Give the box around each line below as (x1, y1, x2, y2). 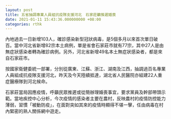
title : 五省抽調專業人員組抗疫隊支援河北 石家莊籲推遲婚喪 (5, 12, 116, 17)
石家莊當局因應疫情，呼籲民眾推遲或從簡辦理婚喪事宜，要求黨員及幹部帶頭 (5, 89, 161, 95)
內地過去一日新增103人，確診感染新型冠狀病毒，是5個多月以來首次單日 (5, 36, 154, 42)
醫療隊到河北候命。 (9, 78, 50, 85)
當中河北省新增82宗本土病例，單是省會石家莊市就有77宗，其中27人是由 (14, 43, 164, 49)
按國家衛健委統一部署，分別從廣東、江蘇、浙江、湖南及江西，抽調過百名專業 (5, 66, 166, 72)
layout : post (5, 7, 33, 13)
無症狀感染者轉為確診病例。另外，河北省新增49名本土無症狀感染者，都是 (5, 49, 158, 55)
